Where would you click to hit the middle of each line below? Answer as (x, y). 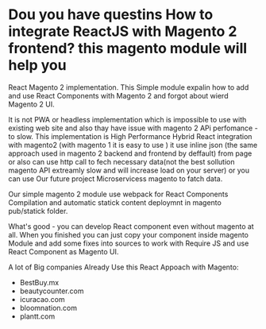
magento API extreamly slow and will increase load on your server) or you (129, 170)
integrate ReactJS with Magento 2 (123, 31)
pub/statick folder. (38, 211)
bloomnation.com (48, 308)
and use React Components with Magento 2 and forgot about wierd (118, 95)
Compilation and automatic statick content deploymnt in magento (115, 202)
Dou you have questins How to (111, 15)
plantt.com (37, 316)
